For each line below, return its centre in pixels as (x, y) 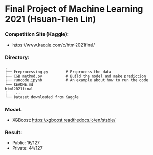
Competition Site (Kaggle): (37, 34)
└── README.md (19, 84)
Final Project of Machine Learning (74, 9)
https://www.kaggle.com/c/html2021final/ (54, 45)
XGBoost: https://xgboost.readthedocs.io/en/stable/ (64, 120)
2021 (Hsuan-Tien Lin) (51, 19)
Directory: (17, 58)
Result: (14, 132)
